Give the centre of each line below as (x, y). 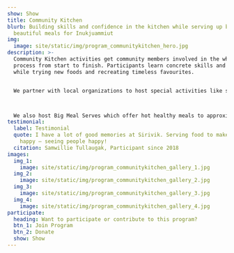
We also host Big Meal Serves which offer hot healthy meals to (109, 116)
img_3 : (23, 187)
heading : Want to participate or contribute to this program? (106, 219)
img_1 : (23, 161)
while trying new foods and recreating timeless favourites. (104, 72)
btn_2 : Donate (34, 232)
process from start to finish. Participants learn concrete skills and (120, 66)
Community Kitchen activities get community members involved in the (116, 59)
